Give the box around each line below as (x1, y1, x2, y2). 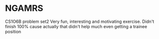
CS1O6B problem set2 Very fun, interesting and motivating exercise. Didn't (5, 19, 155, 24)
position (5, 29, 21, 34)
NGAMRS (5, 3, 44, 14)
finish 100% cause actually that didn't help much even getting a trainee (5, 23, 147, 29)
